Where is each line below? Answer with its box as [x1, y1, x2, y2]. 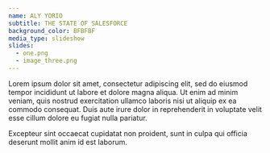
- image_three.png [15, 57, 78, 65]
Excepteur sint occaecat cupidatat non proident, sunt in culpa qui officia [8, 128, 247, 138]
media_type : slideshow [8, 34, 85, 43]
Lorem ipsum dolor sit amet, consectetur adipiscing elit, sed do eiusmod [8, 78, 248, 89]
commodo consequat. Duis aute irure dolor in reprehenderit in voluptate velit [8, 104, 262, 114]
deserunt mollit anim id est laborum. [8, 137, 127, 147]
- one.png [15, 49, 48, 57]
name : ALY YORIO [8, 11, 63, 20]
